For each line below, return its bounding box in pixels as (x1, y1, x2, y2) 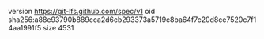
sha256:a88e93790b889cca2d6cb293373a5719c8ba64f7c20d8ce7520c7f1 (8, 15, 257, 24)
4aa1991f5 (8, 23, 42, 32)
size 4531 (43, 23, 74, 32)
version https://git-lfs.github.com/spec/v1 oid (8, 7, 156, 16)
